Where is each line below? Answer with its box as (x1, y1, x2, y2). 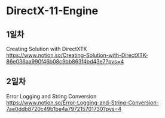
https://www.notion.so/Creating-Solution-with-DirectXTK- (6, 52, 148, 59)
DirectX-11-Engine (6, 4, 99, 18)
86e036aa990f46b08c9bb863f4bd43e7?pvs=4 (6, 58, 124, 65)
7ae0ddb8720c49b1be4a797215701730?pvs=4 (6, 105, 122, 112)
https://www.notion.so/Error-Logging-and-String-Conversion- (6, 99, 160, 106)
